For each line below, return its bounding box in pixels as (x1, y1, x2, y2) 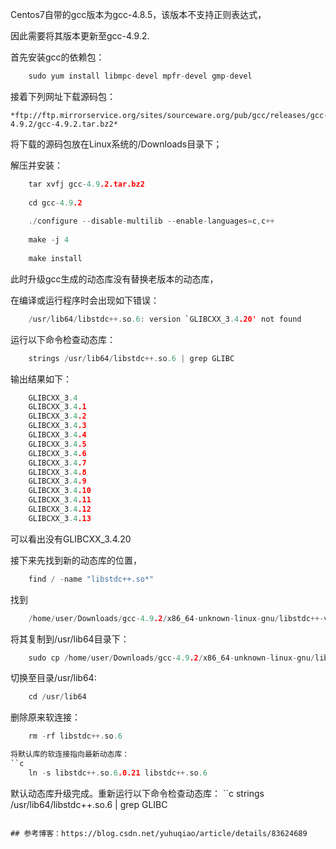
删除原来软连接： (10, 711, 81, 723)
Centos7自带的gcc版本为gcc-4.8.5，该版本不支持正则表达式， (10, 9, 267, 20)
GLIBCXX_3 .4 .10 (28, 486, 92, 496)
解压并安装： (10, 159, 63, 171)
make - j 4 (28, 235, 70, 245)
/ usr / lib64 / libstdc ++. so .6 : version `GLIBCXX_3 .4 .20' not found (28, 314, 302, 324)
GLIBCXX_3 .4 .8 (28, 467, 87, 477)
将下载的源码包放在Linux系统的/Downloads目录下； (10, 138, 223, 150)
